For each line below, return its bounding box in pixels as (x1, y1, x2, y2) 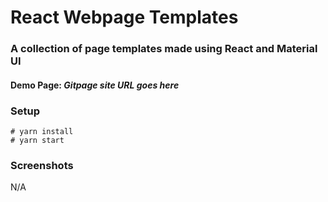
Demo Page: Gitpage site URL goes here (10, 79, 180, 91)
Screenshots (10, 158, 74, 172)
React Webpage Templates (10, 6, 239, 29)
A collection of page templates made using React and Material (10, 42, 318, 56)
